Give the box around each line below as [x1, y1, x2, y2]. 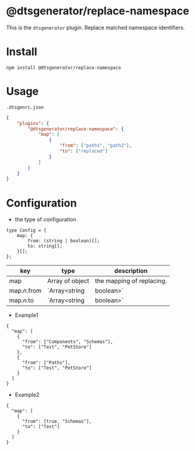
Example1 [14, 312, 39, 319]
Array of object [47, 277, 89, 285]
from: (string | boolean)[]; [27, 238, 100, 244]
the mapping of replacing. [95, 277, 167, 285]
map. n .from [9, 287, 42, 295]
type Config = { [6, 227, 47, 234]
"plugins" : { [17, 120, 49, 126]
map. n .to [9, 296, 34, 304]
